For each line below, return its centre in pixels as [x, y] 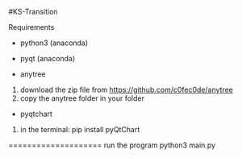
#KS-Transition [33, 12]
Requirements [31, 27]
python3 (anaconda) [54, 43]
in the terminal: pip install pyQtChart [80, 129]
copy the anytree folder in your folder [82, 98]
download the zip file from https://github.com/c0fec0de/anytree [127, 89]
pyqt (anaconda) [48, 58]
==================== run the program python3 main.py [112, 145]
